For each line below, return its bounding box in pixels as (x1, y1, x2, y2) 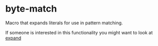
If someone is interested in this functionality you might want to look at (5, 29, 153, 35)
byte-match (5, 3, 57, 15)
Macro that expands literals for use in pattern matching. (5, 20, 123, 26)
